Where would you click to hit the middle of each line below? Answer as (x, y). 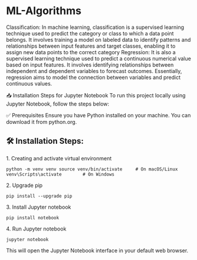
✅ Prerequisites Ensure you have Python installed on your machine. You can (98, 115)
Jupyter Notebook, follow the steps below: (58, 104)
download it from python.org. (42, 121)
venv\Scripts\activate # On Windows (60, 174)
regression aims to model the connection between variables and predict (93, 77)
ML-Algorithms (44, 11)
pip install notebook (33, 218)
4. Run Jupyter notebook (36, 229)
